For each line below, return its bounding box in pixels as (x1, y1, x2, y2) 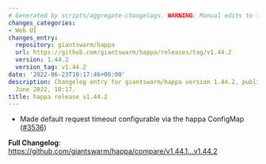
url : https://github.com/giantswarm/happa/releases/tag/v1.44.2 (15, 48, 232, 56)
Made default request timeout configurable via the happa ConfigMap (19, 114, 245, 124)
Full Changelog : (8, 138, 61, 147)
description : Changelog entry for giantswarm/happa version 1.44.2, (8, 78, 239, 86)
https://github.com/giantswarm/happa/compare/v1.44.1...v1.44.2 (8, 147, 218, 156)
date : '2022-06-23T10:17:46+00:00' (8, 71, 126, 78)
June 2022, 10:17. (15, 85, 77, 93)
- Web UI (8, 26, 37, 34)
